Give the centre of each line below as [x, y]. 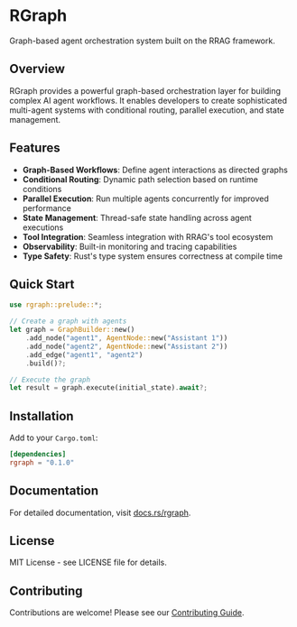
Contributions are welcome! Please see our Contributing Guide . [127, 613]
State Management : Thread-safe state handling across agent [137, 217]
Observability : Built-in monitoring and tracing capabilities [130, 246]
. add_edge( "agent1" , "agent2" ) [84, 355]
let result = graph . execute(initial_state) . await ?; [108, 388]
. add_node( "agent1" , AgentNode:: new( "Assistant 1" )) [127, 338]
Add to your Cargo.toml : [54, 438]
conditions [42, 189]
